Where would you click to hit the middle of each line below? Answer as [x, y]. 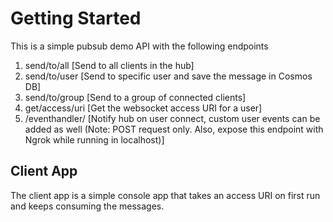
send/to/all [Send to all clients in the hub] [109, 65]
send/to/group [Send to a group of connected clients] [135, 97]
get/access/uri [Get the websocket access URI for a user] [143, 108]
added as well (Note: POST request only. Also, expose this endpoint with [174, 129]
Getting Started [76, 18]
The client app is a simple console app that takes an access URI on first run [165, 195]
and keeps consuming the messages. [87, 206]
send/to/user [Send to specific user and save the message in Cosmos [168, 76]
